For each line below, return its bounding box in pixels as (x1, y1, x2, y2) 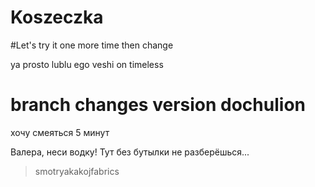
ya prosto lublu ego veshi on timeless (10, 58, 164, 70)
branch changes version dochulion (10, 94, 306, 116)
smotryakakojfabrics (34, 165, 120, 177)
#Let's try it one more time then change (10, 39, 174, 51)
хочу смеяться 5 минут (10, 126, 110, 138)
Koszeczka (10, 6, 104, 29)
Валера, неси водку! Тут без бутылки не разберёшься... (10, 146, 250, 158)
